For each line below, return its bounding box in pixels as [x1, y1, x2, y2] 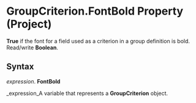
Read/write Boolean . [6, 44, 58, 51]
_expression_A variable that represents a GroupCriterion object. [6, 90, 168, 97]
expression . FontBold [6, 77, 61, 85]
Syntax [6, 62, 34, 72]
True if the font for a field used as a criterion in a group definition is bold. [6, 37, 190, 44]
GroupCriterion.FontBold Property [6, 4, 184, 18]
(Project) [6, 17, 52, 31]
